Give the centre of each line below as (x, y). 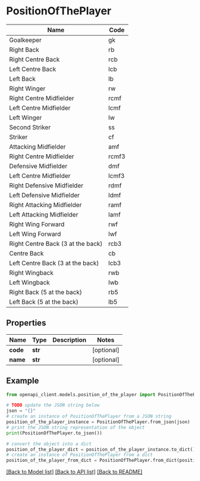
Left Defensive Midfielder (45, 195)
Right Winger (27, 88)
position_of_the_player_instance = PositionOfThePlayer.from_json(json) (98, 422)
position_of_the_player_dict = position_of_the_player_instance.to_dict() (101, 449)
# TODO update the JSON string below (53, 405)
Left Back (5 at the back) (44, 301)
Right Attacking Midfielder (46, 205)
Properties (26, 323)
